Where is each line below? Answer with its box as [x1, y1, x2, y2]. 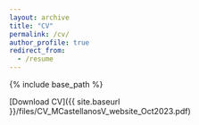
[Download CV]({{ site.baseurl [9, 96, 120, 107]
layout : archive [9, 12, 70, 22]
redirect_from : [9, 46, 66, 55]
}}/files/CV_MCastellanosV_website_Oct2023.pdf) [9, 106, 192, 116]
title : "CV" [9, 21, 54, 30]
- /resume [17, 54, 54, 63]
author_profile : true [9, 37, 90, 47]
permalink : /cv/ [9, 29, 70, 38]
